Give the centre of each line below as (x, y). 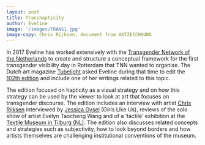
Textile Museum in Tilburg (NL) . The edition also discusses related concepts (102, 122)
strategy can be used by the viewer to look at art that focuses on (88, 97)
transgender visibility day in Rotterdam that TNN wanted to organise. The (99, 65)
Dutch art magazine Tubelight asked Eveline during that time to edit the (96, 72)
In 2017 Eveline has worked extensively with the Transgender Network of (98, 52)
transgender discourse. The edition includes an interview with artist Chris (99, 103)
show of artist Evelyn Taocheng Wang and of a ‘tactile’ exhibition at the (96, 116)
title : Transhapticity (35, 18)
